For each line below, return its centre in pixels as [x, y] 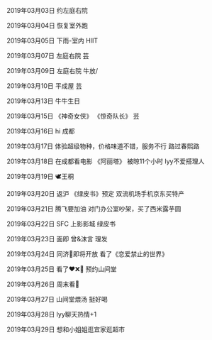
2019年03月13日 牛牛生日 [44, 101]
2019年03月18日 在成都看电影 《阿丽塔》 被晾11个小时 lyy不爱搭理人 [106, 161]
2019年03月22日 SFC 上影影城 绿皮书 [61, 224]
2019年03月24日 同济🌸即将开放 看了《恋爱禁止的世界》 [87, 254]
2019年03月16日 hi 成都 [41, 131]
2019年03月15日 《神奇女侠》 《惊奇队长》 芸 [73, 116]
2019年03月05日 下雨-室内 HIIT [52, 40]
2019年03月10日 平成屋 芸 [44, 86]
